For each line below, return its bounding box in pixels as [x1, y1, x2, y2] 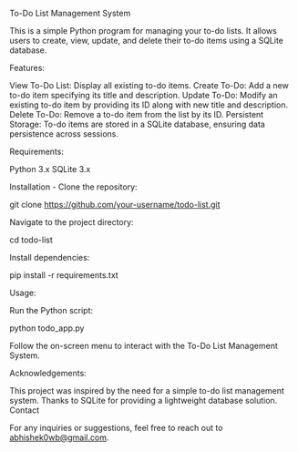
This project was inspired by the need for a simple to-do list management [9, 385, 285, 395]
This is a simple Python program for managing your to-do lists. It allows [9, 26, 278, 36]
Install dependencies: [9, 252, 90, 262]
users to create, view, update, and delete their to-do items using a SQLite [9, 36, 284, 46]
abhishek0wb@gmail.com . [9, 432, 109, 443]
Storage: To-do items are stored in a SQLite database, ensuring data [9, 118, 266, 129]
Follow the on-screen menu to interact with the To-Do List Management [9, 341, 278, 351]
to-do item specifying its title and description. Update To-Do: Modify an [9, 90, 278, 100]
